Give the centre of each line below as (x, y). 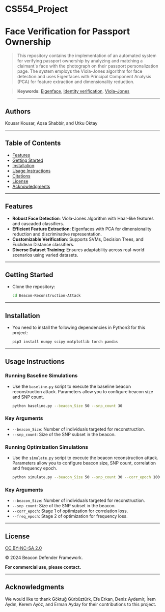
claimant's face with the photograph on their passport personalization (88, 66)
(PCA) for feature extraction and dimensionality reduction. (76, 82)
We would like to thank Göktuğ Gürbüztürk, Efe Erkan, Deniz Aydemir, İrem (81, 599)
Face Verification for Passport (68, 32)
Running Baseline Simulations (41, 376)
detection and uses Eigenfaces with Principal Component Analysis (84, 77)
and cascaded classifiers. (38, 223)
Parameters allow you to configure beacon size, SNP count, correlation (84, 463)
